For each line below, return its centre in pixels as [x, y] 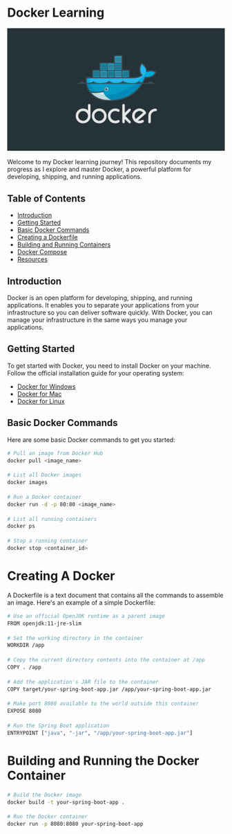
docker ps [21, 526]
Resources [32, 259]
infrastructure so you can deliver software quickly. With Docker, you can [110, 312]
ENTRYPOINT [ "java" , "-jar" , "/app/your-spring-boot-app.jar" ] [100, 733]
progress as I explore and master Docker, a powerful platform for [99, 169]
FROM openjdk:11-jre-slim [44, 623]
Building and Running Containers [64, 245]
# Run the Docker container [48, 817]
